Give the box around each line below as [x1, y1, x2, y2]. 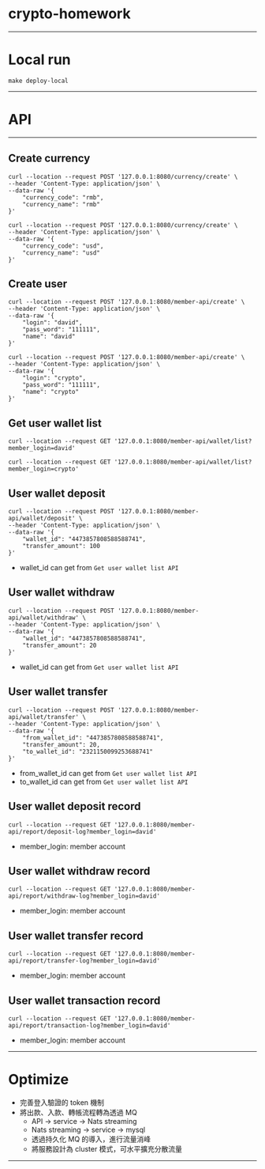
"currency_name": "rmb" [22, 200, 101, 208]
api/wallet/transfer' [8, 713, 80, 721]
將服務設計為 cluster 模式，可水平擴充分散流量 [31, 1144, 183, 1153]
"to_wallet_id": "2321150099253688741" [22, 747, 154, 755]
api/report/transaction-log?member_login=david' [8, 1021, 171, 1029]
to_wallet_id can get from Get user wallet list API [19, 777, 188, 786]
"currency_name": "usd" [22, 248, 101, 257]
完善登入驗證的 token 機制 [19, 1097, 105, 1107]
